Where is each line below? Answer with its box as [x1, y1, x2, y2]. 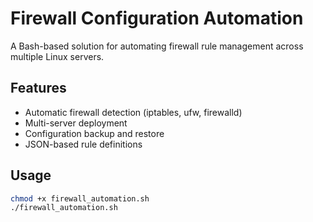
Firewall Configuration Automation [10, 7, 304, 30]
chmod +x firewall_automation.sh [10, 193, 150, 204]
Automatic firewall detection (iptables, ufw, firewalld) [24, 106, 243, 118]
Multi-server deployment [24, 117, 128, 129]
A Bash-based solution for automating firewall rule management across [10, 40, 304, 52]
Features [10, 80, 67, 97]
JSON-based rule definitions [24, 138, 143, 150]
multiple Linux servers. [10, 50, 105, 62]
